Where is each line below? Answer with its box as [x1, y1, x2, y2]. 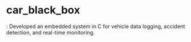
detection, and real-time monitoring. [6, 29, 95, 36]
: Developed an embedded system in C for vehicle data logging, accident [6, 23, 186, 30]
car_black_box [6, 3, 81, 17]
